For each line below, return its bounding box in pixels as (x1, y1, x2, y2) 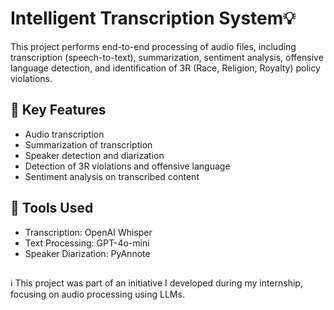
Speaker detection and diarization (24, 149, 165, 161)
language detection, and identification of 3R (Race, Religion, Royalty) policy (10, 62, 321, 74)
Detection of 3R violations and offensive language (24, 160, 231, 172)
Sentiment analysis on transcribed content (24, 170, 200, 182)
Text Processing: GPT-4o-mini (24, 237, 150, 249)
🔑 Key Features (10, 102, 107, 119)
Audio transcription (24, 128, 105, 140)
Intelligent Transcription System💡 (10, 7, 296, 30)
